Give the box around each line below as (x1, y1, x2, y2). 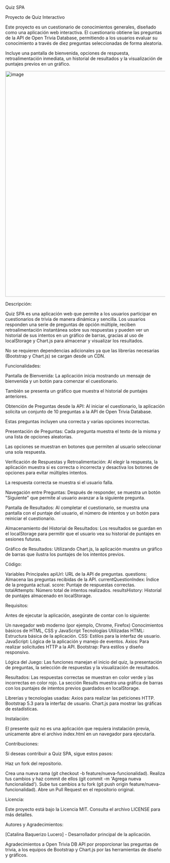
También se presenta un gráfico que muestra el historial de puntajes (5, 388, 148, 394)
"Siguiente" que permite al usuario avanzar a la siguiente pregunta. (5, 495, 146, 500)
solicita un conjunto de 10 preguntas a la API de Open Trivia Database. (5, 409, 152, 414)
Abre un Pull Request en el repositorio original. (38, 787, 135, 792)
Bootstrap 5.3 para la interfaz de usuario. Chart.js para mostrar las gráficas (5, 700, 162, 706)
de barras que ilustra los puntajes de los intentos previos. (5, 551, 125, 557)
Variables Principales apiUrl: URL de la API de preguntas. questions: (5, 571, 147, 577)
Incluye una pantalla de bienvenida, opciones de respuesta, (5, 50, 130, 56)
